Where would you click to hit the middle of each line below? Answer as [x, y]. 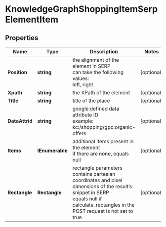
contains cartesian [94, 174]
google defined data [96, 109]
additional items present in [103, 141]
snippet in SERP [91, 192]
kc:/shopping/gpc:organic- [104, 127]
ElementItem [32, 19]
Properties [22, 38]
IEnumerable [52, 151]
